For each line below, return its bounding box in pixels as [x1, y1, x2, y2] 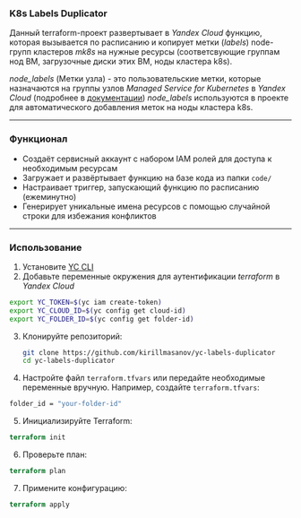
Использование [9, 241, 82, 254]
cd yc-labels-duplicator [21, 357, 116, 366]
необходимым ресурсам [21, 162, 118, 173]
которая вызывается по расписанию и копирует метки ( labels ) [9, 37, 249, 47]
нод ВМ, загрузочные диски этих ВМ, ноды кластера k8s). [9, 56, 233, 67]
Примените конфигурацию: [21, 482, 127, 493]
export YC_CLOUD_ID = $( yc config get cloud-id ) [9, 306, 186, 315]
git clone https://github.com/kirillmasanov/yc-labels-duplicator [21, 348, 276, 357]
